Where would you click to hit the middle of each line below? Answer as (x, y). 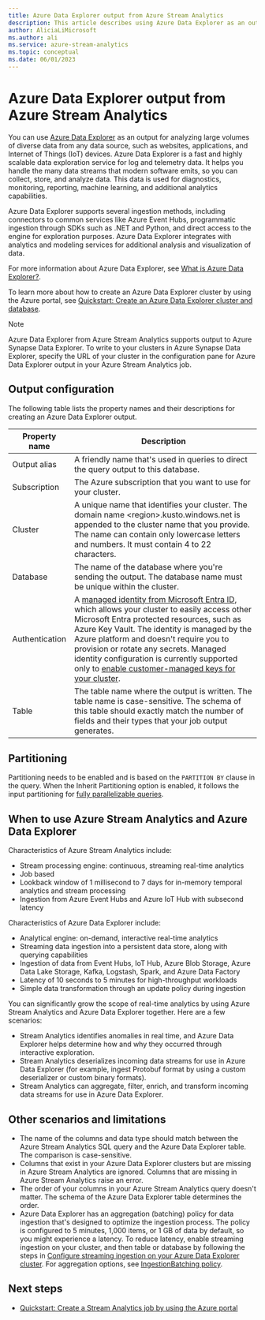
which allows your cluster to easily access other (163, 609)
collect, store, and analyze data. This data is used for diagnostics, (115, 179)
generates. (94, 731)
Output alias (34, 464)
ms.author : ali (33, 37)
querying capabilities (54, 955)
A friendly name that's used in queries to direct (161, 459)
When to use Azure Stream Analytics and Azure (128, 819)
